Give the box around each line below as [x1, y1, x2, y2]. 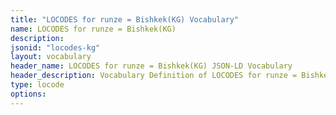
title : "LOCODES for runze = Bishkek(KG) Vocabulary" [10, 14, 240, 25]
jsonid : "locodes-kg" [10, 42, 101, 53]
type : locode [10, 80, 65, 90]
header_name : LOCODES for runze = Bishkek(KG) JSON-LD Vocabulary [10, 61, 293, 71]
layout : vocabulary [10, 52, 92, 62]
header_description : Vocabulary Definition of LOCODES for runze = [10, 71, 298, 81]
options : [10, 89, 47, 99]
